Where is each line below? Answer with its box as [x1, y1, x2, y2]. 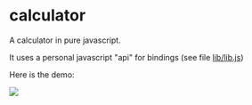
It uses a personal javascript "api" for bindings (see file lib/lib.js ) [9, 52, 244, 62]
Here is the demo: [9, 69, 75, 80]
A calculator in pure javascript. [9, 35, 122, 45]
